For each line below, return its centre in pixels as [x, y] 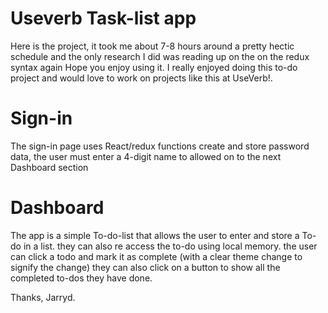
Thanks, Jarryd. [43, 297]
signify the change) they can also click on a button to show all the [145, 267]
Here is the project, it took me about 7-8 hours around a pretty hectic [152, 46]
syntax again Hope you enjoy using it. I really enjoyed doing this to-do [154, 67]
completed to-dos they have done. [81, 278]
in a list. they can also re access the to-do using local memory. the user [170, 246]
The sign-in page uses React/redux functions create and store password [160, 146]
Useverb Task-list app [103, 18]
